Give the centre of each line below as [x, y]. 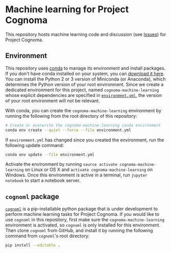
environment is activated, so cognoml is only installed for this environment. [83, 225]
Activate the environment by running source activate [61, 164]
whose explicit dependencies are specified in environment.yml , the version [84, 95]
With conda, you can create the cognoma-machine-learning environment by [83, 110]
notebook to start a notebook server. [43, 181]
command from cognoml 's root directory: [47, 236]
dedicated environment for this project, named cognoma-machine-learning [82, 90]
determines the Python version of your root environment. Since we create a [84, 84]
